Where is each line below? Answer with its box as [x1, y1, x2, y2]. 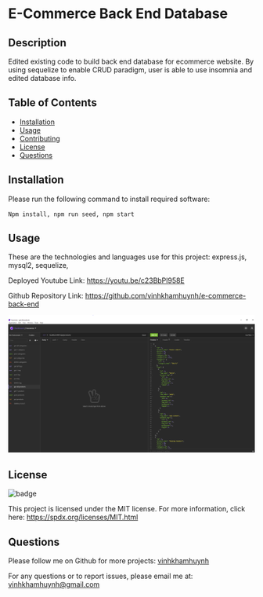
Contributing [19, 134, 60, 143]
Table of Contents [8, 96, 98, 110]
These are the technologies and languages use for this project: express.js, [8, 252, 247, 262]
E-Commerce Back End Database [8, 5, 229, 23]
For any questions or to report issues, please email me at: [8, 571, 193, 581]
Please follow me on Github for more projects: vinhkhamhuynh [8, 556, 210, 566]
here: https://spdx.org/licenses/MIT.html [8, 512, 139, 522]
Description [8, 36, 67, 49]
